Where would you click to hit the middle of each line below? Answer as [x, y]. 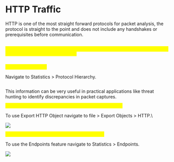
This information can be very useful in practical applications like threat [80, 91]
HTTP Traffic [33, 9]
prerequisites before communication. [44, 34]
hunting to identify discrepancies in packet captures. [61, 96]
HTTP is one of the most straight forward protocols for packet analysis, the [84, 24]
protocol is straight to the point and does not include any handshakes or [81, 29]
